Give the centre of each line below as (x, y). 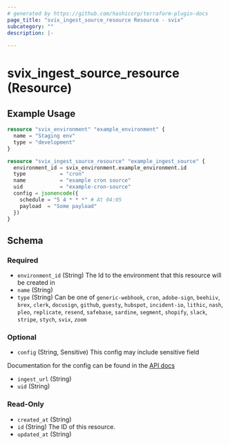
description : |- (30, 33)
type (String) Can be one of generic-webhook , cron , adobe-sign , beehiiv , (118, 297)
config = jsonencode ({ (46, 193)
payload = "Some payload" (58, 206)
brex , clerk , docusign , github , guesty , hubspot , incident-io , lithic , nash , (120, 305)
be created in (36, 283)
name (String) (35, 290)
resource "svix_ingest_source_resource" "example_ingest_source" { (106, 161)
